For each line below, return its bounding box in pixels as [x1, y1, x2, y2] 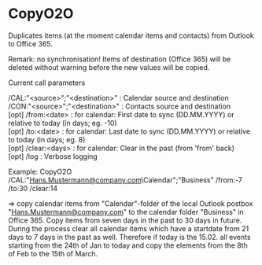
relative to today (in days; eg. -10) [8, 118, 117, 127]
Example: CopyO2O [8, 167, 72, 176]
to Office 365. [8, 39, 54, 48]
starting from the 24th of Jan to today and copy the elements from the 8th [8, 241, 248, 250]
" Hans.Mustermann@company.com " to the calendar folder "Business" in [8, 207, 244, 216]
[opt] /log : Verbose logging [8, 151, 98, 161]
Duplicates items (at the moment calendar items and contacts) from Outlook [8, 31, 254, 40]
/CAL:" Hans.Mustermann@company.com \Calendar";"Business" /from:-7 [8, 175, 242, 185]
